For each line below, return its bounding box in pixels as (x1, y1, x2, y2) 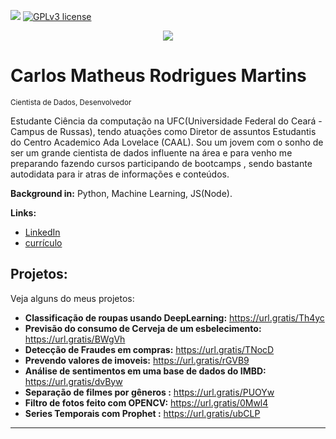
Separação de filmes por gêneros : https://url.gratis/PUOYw (24, 386, 275, 398)
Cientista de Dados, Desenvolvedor (10, 97, 132, 107)
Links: (10, 206, 37, 219)
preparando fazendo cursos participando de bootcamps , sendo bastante (10, 157, 313, 169)
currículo (24, 236, 63, 249)
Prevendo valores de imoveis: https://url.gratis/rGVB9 (24, 354, 250, 366)
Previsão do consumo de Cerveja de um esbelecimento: (24, 322, 262, 334)
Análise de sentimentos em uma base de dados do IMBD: (24, 365, 267, 377)
